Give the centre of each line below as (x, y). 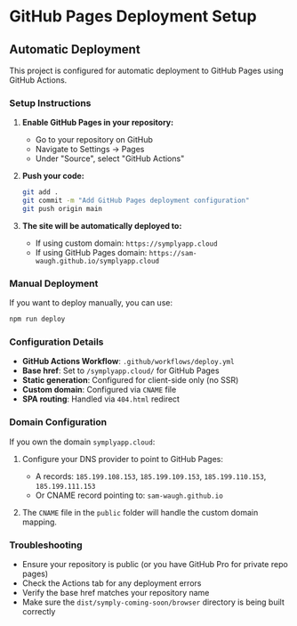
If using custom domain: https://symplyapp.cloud (126, 243)
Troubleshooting (46, 545)
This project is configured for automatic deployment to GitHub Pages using (147, 70)
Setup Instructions (50, 102)
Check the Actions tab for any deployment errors (112, 583)
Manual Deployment (54, 283)
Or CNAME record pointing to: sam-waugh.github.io (129, 495)
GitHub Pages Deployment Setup (133, 16)
